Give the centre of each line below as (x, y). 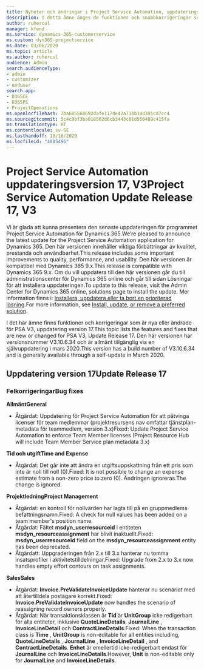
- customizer (23, 79)
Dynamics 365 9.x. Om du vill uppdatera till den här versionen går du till (96, 272)
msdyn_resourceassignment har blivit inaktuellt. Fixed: (84, 534)
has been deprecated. (43, 547)
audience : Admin (27, 62)
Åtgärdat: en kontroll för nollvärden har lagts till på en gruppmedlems (101, 508)
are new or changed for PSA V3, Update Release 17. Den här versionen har (99, 335)
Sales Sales (21, 578)
